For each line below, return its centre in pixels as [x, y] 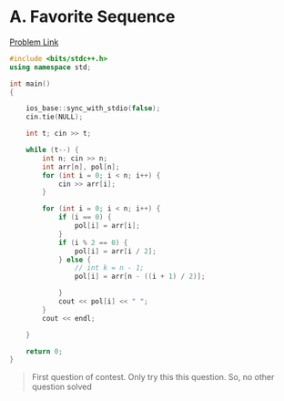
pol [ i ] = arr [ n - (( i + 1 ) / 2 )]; [140, 277]
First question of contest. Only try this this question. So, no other [153, 377]
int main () [30, 84]
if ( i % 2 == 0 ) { [93, 242]
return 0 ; [45, 351]
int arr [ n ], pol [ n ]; [81, 167]
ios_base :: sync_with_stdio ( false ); [93, 108]
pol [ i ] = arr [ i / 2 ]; [115, 251]
